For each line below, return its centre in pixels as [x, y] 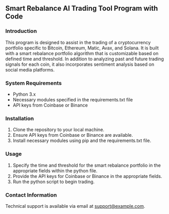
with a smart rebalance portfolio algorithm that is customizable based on [82, 53]
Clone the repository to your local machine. [58, 130]
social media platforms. [30, 69]
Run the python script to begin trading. [54, 182]
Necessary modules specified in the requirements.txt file [73, 99]
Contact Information [31, 195]
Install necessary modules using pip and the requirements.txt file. [82, 140]
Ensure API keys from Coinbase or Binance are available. [73, 135]
